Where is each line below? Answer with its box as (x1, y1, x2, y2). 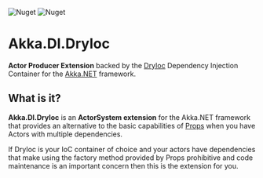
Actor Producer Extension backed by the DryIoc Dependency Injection (8, 60, 239, 70)
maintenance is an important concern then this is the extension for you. (8, 161, 239, 170)
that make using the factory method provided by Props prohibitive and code (8, 153, 254, 162)
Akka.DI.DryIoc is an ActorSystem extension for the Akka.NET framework (8, 112, 251, 122)
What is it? (8, 92, 61, 105)
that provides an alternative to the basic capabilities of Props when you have (8, 121, 256, 130)
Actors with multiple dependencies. (8, 129, 123, 139)
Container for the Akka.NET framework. (8, 69, 136, 78)
